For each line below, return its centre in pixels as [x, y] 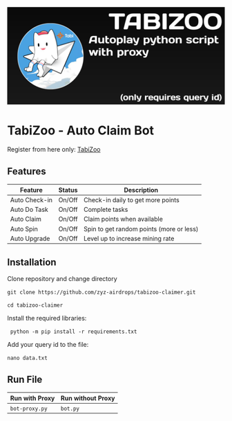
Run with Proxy [32, 398]
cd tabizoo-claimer [35, 305]
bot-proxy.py [29, 409]
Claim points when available [124, 219]
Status [68, 190]
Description [141, 190]
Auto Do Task [29, 210]
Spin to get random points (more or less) [141, 229]
